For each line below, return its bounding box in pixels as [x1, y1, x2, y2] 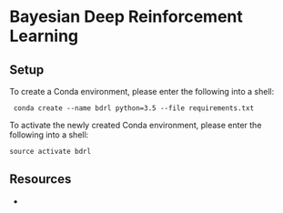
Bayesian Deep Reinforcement [9, 6, 244, 27]
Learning [9, 25, 79, 46]
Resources [9, 171, 72, 188]
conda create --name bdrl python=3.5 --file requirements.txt [13, 104, 255, 113]
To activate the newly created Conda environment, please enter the [9, 120, 262, 130]
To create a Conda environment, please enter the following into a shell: [9, 86, 275, 96]
